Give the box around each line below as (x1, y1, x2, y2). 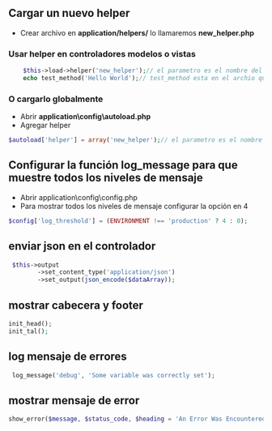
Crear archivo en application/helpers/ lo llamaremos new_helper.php (19, 28, 255, 37)
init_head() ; (8, 319, 53, 327)
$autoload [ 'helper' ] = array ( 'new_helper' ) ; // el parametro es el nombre (8, 136, 263, 144)
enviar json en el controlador (8, 239, 156, 254)
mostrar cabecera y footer (8, 298, 144, 312)
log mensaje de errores (8, 350, 127, 364)
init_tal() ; (8, 327, 49, 335)
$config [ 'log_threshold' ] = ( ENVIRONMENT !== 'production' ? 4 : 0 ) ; (8, 216, 249, 225)
